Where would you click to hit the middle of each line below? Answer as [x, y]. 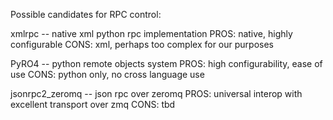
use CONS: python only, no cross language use [107, 74]
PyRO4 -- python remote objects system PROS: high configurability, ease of [166, 63]
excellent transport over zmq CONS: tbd [93, 104]
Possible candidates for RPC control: [86, 14]
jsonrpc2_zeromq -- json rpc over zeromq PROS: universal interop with [156, 93]
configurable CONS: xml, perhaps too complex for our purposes [142, 44]
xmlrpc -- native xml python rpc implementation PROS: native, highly [151, 33]
